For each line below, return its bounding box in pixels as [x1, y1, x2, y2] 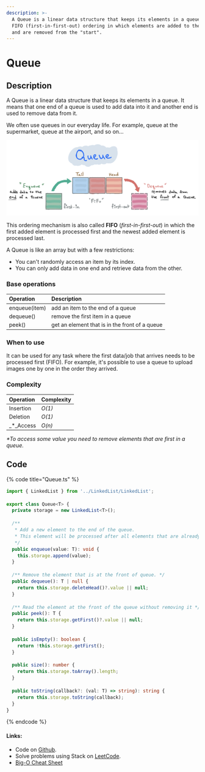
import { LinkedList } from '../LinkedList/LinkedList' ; [6, 488, 154, 494]
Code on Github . [15, 746, 57, 753]
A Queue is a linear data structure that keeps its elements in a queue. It [6, 96, 184, 104]
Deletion [9, 413, 31, 421]
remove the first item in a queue [51, 312, 131, 320]
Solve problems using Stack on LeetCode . [15, 752, 121, 760]
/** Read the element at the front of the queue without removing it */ [12, 604, 201, 610]
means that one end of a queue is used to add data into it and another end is [6, 103, 198, 111]
